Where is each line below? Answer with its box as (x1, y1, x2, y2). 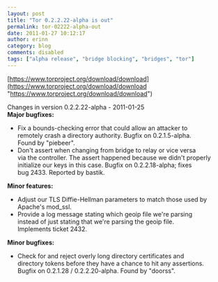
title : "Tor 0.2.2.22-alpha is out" (7, 17, 114, 24)
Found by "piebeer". (17, 139, 75, 147)
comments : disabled (7, 49, 64, 56)
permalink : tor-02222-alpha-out (7, 23, 101, 30)
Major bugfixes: (7, 110, 54, 118)
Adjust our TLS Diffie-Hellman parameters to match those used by (17, 195, 208, 203)
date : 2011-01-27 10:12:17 (7, 29, 86, 37)
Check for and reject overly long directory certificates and (17, 251, 185, 260)
